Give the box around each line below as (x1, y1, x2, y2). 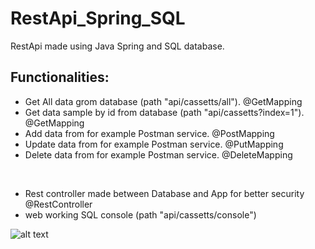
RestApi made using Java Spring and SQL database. (10, 40, 225, 52)
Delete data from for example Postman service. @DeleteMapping (24, 148, 293, 161)
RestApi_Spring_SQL (10, 7, 186, 30)
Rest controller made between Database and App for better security (24, 187, 305, 199)
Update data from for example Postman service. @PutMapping (24, 138, 284, 150)
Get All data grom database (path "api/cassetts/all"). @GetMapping (24, 95, 303, 107)
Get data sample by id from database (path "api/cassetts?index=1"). (24, 106, 305, 118)
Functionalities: (10, 69, 110, 86)
